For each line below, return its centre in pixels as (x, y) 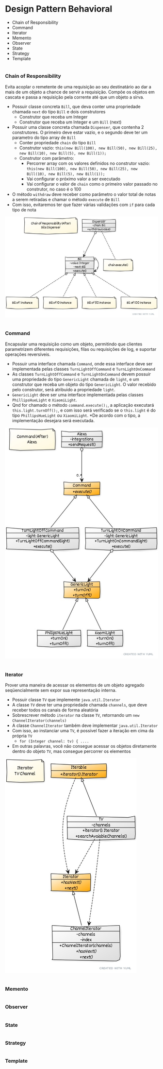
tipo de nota (24, 209)
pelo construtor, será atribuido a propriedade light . (64, 389)
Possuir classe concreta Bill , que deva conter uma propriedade (76, 106)
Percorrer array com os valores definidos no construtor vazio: (88, 163)
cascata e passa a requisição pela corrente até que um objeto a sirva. (75, 97)
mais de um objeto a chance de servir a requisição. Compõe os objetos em (80, 92)
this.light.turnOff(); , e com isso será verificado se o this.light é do (84, 410)
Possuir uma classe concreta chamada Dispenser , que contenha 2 (78, 127)
